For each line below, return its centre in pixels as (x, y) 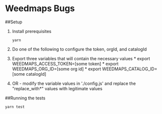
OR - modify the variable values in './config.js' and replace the (74, 83)
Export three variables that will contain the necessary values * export (81, 58)
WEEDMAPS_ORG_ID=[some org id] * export (57, 69)
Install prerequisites (32, 31)
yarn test (15, 107)
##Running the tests (25, 98)
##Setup (14, 22)
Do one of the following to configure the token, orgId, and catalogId (79, 49)
